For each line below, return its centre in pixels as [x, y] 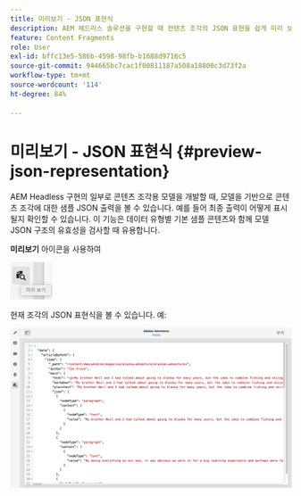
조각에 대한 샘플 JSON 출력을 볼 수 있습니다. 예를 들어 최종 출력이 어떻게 [145, 208]
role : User [30, 47]
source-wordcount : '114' [56, 85]
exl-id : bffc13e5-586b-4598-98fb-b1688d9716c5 [98, 57]
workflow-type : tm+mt [50, 76]
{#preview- [219, 151]
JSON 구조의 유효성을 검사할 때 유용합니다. [85, 230]
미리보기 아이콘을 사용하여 [56, 249]
